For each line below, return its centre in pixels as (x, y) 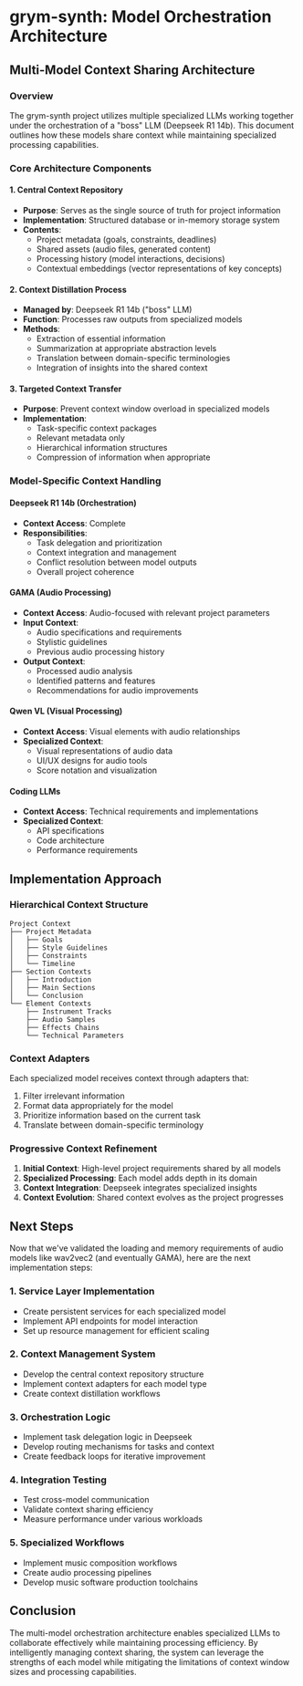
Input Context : (51, 622)
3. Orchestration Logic (60, 1417)
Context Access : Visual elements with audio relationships (131, 731)
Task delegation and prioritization (99, 542)
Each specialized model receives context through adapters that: (129, 1078)
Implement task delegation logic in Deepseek (107, 1437)
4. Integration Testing (58, 1480)
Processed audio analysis (84, 671)
